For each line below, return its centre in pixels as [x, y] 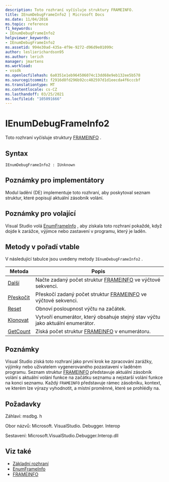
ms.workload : [19, 66]
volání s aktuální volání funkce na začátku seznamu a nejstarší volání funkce [84, 377]
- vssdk [13, 71]
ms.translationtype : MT [30, 85]
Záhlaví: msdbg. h [24, 416]
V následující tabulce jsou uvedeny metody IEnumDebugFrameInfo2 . [74, 259]
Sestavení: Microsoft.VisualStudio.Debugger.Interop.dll [62, 436]
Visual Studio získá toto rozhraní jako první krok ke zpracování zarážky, [79, 361]
